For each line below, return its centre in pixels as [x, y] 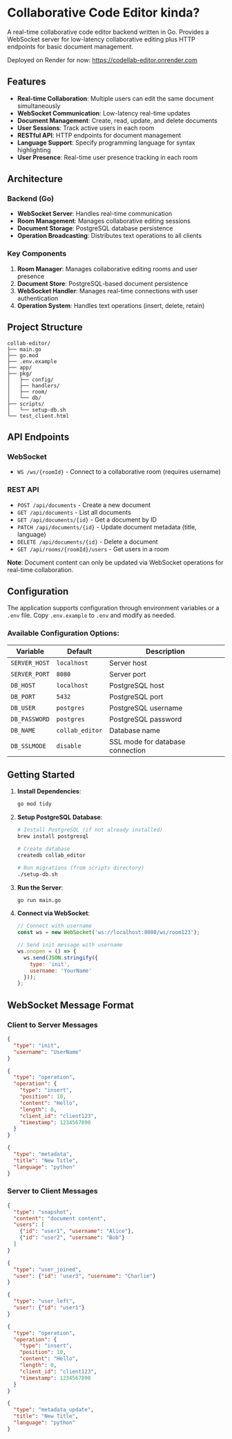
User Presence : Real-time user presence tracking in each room [107, 157]
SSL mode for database [147, 742]
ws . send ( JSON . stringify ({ [61, 957]
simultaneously [39, 106]
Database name [135, 730]
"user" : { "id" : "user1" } [49, 1308]
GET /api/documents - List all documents [74, 512]
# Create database [43, 849]
